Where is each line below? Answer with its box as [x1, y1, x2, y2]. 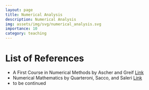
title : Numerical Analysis [5, 12, 63, 17]
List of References [5, 53, 84, 64]
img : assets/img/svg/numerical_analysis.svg [5, 21, 102, 27]
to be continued [12, 80, 46, 86]
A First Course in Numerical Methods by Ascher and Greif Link [12, 69, 144, 75]
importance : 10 [5, 26, 38, 31]
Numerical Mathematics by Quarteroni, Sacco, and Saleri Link [12, 74, 142, 81]
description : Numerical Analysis [5, 17, 77, 22]
